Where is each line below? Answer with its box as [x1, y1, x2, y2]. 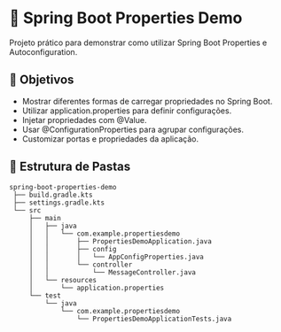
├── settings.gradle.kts [12, 198, 105, 207]
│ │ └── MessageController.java [28, 267, 197, 277]
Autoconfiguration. [9, 46, 78, 57]
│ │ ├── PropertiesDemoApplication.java [28, 236, 213, 246]
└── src [12, 205, 42, 215]
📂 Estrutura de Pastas [9, 159, 131, 174]
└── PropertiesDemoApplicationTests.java [76, 314, 232, 323]
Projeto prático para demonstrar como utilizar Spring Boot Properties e [9, 37, 268, 48]
